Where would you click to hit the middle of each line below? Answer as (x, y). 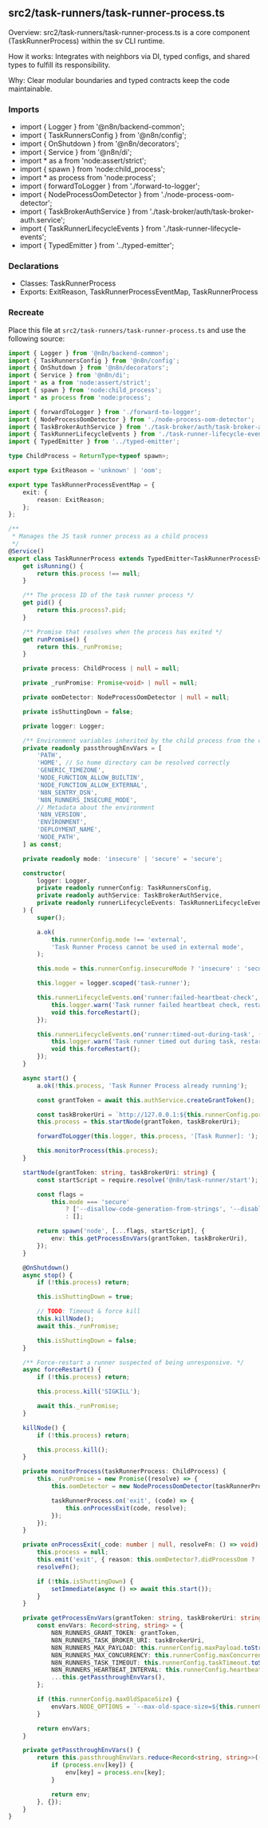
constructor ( (44, 873)
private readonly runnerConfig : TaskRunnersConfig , (125, 888)
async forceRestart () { (62, 1370)
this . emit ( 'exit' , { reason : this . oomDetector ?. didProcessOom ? (146, 1560)
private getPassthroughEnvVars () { (82, 1751)
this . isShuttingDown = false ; (87, 1340)
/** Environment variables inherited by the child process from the (139, 740)
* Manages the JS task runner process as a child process (110, 537)
